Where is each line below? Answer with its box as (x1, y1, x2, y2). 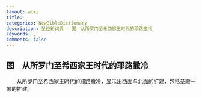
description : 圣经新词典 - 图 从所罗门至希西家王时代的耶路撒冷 (6, 25, 153, 32)
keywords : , (6, 31, 36, 37)
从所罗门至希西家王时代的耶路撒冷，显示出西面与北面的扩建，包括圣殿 (16, 78, 191, 85)
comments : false (6, 37, 47, 43)
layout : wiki (6, 8, 39, 15)
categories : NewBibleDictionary (6, 20, 87, 26)
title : (6, 14, 23, 20)
